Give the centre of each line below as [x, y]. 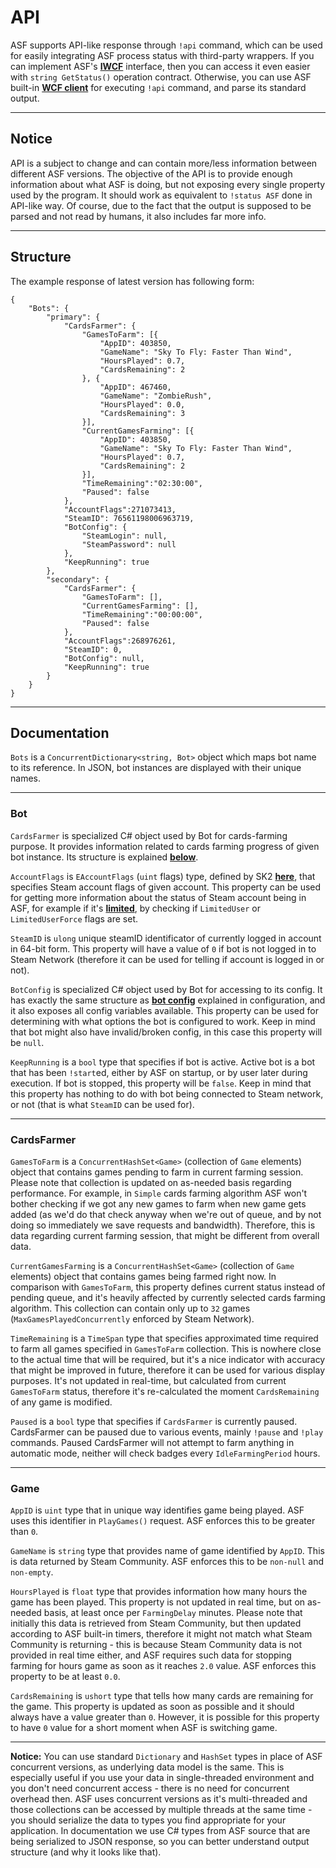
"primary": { [73, 317]
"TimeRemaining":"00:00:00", [142, 614]
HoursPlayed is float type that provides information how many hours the [159, 1592]
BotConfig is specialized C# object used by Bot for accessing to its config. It [166, 989]
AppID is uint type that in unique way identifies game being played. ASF [157, 1510]
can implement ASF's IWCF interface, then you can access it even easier [160, 66]
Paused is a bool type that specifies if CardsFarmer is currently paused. [154, 1421]
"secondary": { [78, 579]
